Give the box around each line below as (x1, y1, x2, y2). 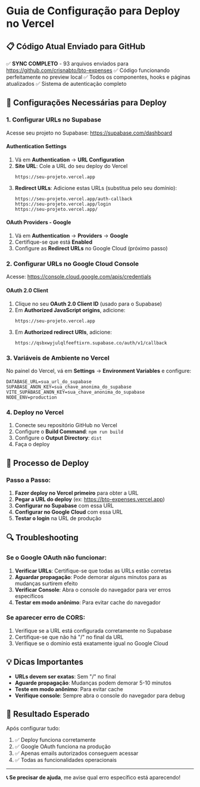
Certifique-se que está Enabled (14, 238, 93, 245)
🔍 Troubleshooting (6, 533, 79, 543)
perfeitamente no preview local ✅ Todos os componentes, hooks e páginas (6, 73, 190, 80)
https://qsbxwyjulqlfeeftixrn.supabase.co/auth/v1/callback (14, 340, 167, 346)
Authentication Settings (6, 143, 67, 150)
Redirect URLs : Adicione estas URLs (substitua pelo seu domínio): (14, 184, 177, 191)
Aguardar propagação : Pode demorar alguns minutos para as (14, 573, 167, 580)
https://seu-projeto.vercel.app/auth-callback (14, 195, 133, 202)
